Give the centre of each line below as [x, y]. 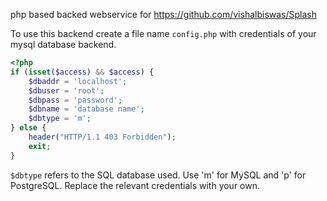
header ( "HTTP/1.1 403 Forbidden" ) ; [102, 137]
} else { [28, 128]
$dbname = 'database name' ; [86, 109]
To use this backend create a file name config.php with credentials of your [163, 33]
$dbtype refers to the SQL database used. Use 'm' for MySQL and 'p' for [158, 175]
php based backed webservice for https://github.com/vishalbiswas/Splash [164, 14]
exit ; [40, 146]
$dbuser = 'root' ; [66, 90]
